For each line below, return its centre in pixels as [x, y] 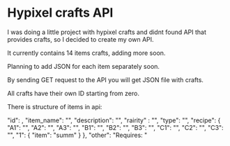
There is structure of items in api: [55, 106]
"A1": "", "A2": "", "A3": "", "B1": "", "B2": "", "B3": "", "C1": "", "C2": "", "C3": [116, 127]
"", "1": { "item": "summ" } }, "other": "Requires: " [77, 135]
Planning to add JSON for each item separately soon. [84, 66]
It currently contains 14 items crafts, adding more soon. [86, 53]
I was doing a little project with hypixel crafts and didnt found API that [107, 32]
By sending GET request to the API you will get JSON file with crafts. [106, 80]
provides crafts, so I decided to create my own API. [81, 39]
